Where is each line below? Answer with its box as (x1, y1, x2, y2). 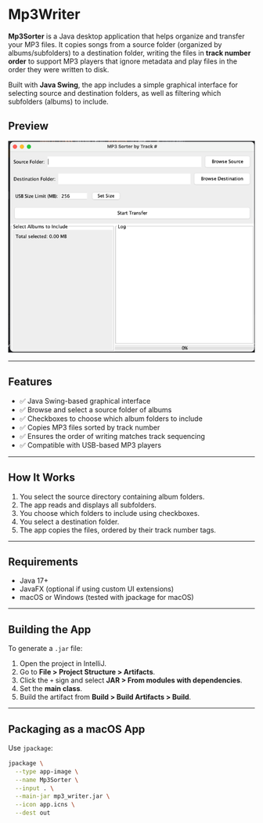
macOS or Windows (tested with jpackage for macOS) (19, 593, 194, 602)
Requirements (8, 555, 78, 569)
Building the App (8, 623, 92, 636)
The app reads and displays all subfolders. (19, 500, 157, 510)
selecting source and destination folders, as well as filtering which (8, 88, 222, 97)
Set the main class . (19, 684, 83, 693)
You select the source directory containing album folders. (19, 492, 205, 501)
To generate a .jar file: (8, 644, 83, 653)
